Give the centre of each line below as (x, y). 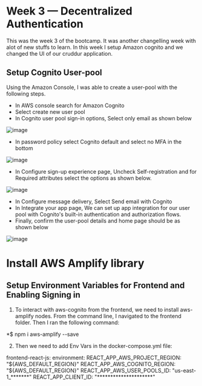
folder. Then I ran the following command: (67, 322)
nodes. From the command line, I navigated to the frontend (108, 316)
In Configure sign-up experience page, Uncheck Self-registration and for (106, 171)
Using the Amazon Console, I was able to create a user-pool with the (92, 87)
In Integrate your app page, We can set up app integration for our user (103, 208)
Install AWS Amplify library (75, 263)
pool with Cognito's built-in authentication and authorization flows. (98, 214)
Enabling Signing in (43, 295)
